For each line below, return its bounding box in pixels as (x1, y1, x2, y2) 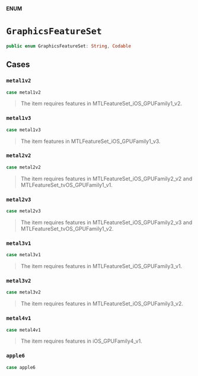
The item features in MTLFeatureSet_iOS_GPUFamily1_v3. (20, 138, 161, 145)
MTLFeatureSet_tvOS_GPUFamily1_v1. (20, 181, 113, 189)
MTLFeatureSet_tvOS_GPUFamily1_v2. (20, 225, 114, 232)
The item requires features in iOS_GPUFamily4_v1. (20, 337, 142, 345)
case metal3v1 (6, 252, 41, 258)
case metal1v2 (6, 89, 41, 95)
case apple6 (6, 364, 36, 370)
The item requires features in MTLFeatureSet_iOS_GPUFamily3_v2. (20, 300, 184, 307)
